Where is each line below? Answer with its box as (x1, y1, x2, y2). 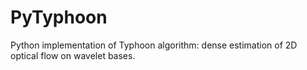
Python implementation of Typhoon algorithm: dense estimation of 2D (10, 39, 298, 51)
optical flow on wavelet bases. (10, 49, 136, 61)
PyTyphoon (10, 6, 108, 29)
